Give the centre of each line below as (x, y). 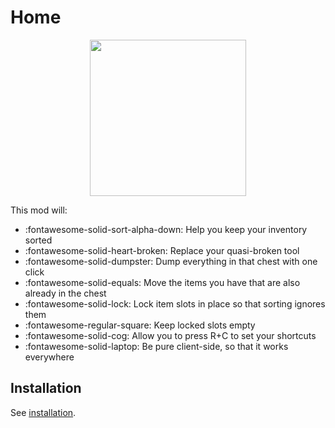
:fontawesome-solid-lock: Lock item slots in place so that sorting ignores (175, 303)
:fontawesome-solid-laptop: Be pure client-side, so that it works (156, 346)
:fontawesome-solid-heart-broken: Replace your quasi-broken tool (162, 250)
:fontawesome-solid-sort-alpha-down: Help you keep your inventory (166, 229)
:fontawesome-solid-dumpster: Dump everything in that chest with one (171, 261)
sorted (38, 240)
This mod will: (39, 210)
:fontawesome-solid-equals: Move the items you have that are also (162, 282)
